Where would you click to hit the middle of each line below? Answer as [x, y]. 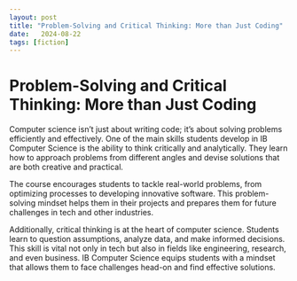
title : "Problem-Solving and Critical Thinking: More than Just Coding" [146, 26]
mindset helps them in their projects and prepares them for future [157, 203]
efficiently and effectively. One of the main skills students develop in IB [138, 139]
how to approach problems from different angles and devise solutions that [145, 158]
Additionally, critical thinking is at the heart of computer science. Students [144, 230]
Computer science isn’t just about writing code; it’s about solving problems [146, 129]
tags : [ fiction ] [39, 42]
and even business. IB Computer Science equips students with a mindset [143, 258]
